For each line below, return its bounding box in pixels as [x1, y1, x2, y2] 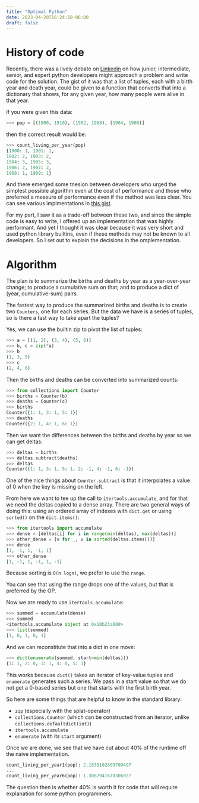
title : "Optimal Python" [6, 8, 68, 15]
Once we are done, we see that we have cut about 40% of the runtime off [6, 744, 187, 751]
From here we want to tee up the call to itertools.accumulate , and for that [6, 495, 188, 502]
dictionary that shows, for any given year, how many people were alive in [6, 91, 185, 98]
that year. [6, 97, 30, 104]
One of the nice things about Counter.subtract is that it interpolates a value [6, 477, 190, 484]
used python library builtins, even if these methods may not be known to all [6, 230, 190, 237]
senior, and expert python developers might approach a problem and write [6, 72, 188, 79]
